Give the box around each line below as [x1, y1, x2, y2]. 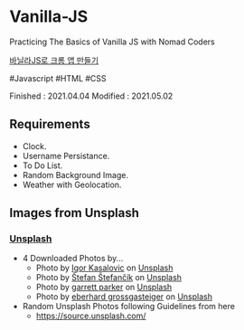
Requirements [9, 117, 90, 132]
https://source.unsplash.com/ [35, 310, 146, 322]
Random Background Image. [22, 169, 129, 180]
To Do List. [22, 160, 63, 171]
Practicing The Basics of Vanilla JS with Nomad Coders [9, 36, 215, 47]
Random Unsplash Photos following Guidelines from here [22, 301, 235, 312]
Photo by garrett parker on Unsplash [35, 282, 173, 293]
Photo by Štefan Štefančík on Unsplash [35, 272, 183, 283]
